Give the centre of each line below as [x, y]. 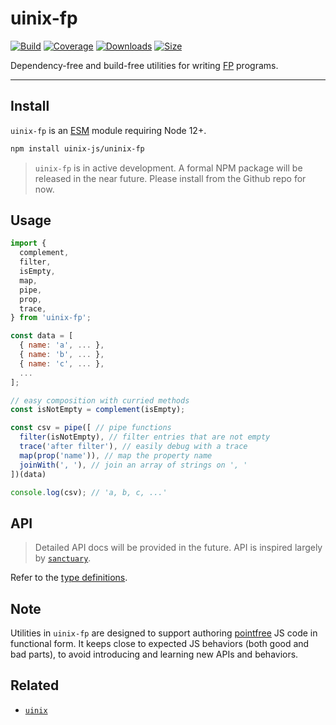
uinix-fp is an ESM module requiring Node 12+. [108, 130]
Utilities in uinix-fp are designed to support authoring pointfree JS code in [164, 633]
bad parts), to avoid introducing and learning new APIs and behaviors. [154, 654]
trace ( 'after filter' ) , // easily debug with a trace [133, 447]
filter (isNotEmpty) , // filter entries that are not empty [145, 437]
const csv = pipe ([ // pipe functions [91, 428]
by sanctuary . [63, 558]
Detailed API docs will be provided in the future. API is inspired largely [178, 548]
